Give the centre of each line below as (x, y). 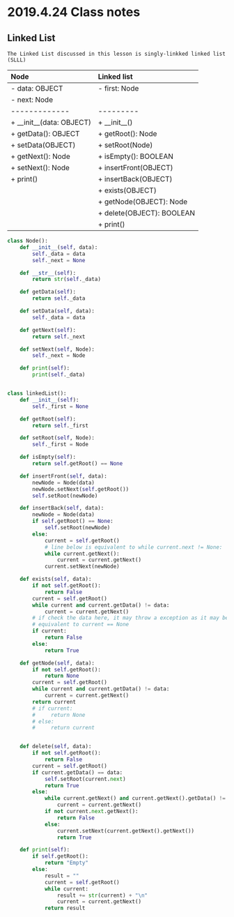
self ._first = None (61, 406)
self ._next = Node (59, 356)
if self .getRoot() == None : (73, 521)
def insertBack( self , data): (62, 508)
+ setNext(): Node (40, 168)
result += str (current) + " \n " (102, 895)
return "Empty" (67, 863)
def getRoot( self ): (48, 419)
